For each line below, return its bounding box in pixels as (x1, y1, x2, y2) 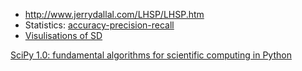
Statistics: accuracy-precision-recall (24, 19, 175, 31)
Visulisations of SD (24, 30, 103, 41)
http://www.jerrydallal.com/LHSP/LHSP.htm (24, 9, 205, 20)
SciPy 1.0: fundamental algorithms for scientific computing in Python (10, 49, 292, 61)
